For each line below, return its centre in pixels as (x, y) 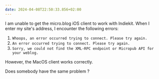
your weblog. (25, 53)
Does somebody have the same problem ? (47, 71)
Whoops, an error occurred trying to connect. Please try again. (79, 38)
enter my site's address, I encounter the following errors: (62, 28)
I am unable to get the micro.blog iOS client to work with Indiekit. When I (77, 23)
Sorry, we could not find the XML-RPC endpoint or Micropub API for (83, 48)
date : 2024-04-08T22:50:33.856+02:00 (43, 9)
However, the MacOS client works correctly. (49, 62)
